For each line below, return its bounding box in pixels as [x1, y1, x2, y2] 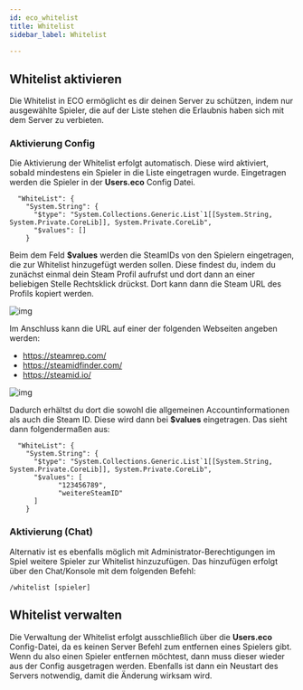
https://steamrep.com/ [22, 350, 107, 362]
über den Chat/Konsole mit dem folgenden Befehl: [9, 565, 196, 576]
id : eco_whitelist [9, 13, 79, 23]
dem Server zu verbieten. [9, 115, 104, 126]
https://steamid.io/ [22, 370, 92, 381]
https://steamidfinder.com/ [22, 360, 123, 371]
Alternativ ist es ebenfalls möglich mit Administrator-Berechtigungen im [9, 546, 276, 557]
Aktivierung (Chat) [9, 525, 93, 538]
